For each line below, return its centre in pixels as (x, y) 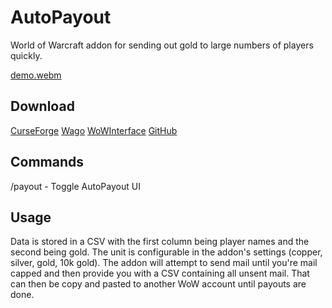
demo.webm (36, 75)
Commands (47, 162)
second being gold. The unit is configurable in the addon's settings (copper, (166, 252)
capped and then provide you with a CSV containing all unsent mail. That (160, 273)
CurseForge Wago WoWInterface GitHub (94, 130)
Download (42, 106)
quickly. (26, 55)
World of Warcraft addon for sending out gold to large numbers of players (162, 45)
